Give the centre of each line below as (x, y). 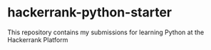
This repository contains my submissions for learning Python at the (106, 32)
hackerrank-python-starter (90, 12)
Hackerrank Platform (38, 39)
